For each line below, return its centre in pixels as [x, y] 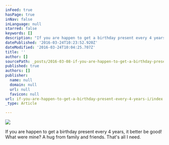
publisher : [17, 76]
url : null [20, 89]
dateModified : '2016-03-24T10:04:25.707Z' [50, 47]
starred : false [21, 29]
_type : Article [21, 104]
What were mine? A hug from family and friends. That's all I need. [73, 137]
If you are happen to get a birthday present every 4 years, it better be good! [84, 132]
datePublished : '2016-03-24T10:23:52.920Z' [52, 43]
